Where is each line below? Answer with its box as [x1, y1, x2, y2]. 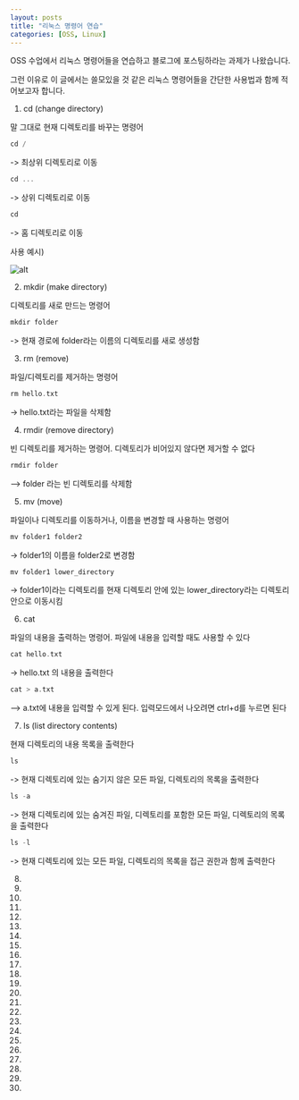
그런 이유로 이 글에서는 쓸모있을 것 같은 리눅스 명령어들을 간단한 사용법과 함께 [10, 74, 279, 85]
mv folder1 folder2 [10, 532, 83, 541]
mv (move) [22, 495, 63, 506]
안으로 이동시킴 [10, 596, 63, 606]
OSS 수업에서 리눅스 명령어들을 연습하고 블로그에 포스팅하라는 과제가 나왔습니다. [10, 55, 291, 66]
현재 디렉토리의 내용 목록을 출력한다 [10, 739, 135, 749]
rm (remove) [22, 352, 70, 363]
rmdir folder [10, 461, 59, 470]
